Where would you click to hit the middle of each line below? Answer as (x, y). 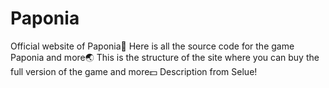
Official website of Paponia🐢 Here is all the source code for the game (152, 46)
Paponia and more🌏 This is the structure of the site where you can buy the (165, 57)
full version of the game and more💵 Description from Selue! (134, 71)
